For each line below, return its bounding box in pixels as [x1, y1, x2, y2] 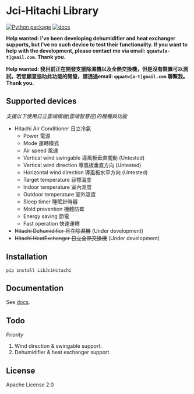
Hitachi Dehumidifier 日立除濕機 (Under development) [14, 227, 144, 234]
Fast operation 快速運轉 [23, 220, 80, 227]
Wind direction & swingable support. [14, 343, 102, 350]
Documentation [6, 283, 64, 293]
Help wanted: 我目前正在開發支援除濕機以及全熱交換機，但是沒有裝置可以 [6, 65, 184, 72]
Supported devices [6, 96, 77, 106]
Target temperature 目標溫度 [23, 176, 92, 183]
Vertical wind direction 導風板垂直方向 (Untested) [23, 161, 142, 168]
